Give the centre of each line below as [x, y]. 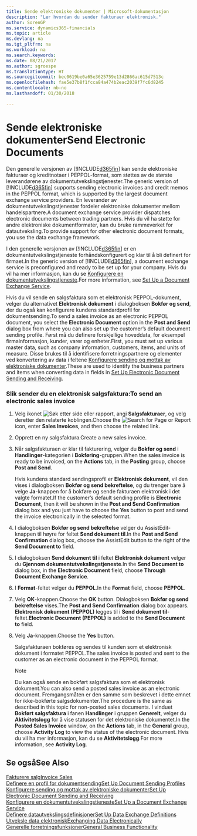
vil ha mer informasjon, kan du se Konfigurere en [65, 273]
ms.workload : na [26, 50]
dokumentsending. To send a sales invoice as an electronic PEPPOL [87, 316]
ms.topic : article [28, 33]
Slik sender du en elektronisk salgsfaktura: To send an [84, 394]
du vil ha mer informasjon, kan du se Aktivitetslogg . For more [88, 738]
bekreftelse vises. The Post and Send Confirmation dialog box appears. [101, 605]
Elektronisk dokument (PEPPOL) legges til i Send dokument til [91, 611]
